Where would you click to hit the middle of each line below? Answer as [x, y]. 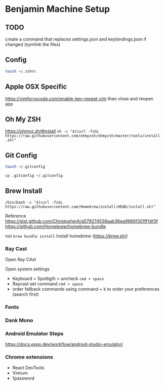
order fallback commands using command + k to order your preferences [86, 289]
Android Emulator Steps [34, 333]
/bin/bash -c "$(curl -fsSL [34, 202]
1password [23, 378]
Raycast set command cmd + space [48, 284]
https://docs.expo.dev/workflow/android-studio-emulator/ [64, 345]
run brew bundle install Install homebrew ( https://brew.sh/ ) [66, 236]
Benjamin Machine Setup [58, 9]
